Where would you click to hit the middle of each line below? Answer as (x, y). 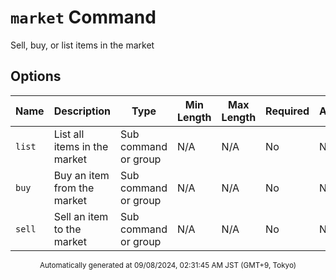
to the (67, 229)
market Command (83, 17)
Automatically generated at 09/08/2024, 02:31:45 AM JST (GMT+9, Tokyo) (168, 265)
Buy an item (81, 175)
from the (74, 188)
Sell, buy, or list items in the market (82, 45)
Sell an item (81, 216)
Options (36, 76)
